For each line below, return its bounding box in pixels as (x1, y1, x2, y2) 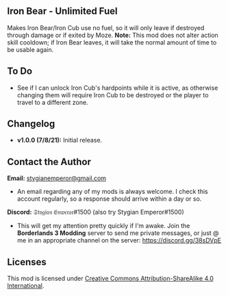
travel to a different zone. (16, 98, 88, 106)
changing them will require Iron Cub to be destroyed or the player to (16, 90, 209, 99)
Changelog (7, 118, 55, 129)
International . (7, 282, 45, 290)
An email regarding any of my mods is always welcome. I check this (16, 188, 209, 196)
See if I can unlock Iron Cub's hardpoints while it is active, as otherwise (16, 84, 218, 92)
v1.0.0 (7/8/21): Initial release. (16, 136, 103, 145)
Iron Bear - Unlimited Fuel (7, 5, 118, 17)
